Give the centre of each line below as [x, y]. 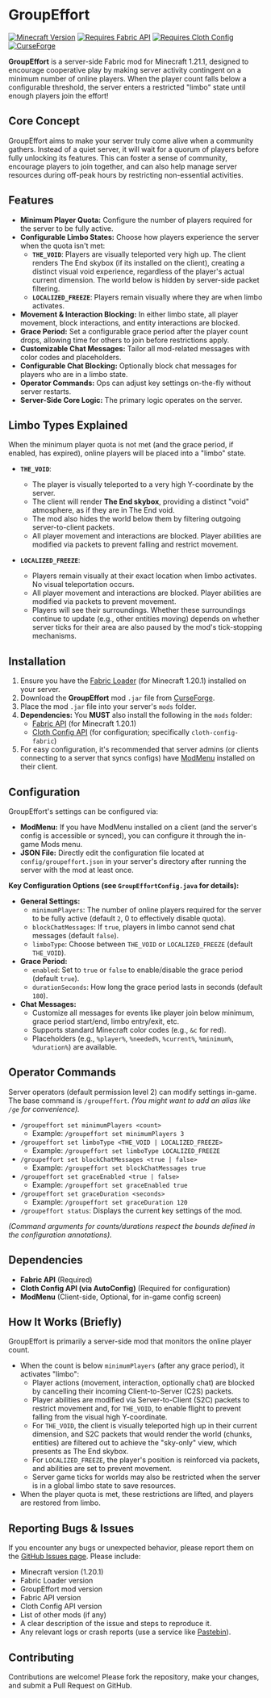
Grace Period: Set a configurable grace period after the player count [134, 331]
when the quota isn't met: [63, 245]
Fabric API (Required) [56, 1279]
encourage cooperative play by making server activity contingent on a [125, 69]
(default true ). [56, 978]
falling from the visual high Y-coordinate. [100, 1417]
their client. [39, 767]
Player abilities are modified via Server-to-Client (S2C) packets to [141, 1400]
